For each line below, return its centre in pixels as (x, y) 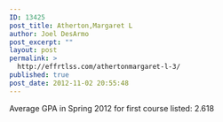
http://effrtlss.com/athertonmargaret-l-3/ (99, 67)
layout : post (33, 50)
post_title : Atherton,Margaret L (71, 26)
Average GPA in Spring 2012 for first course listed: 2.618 (112, 108)
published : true (39, 75)
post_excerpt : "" (41, 42)
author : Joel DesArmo (49, 34)
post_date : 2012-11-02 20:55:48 (69, 83)
